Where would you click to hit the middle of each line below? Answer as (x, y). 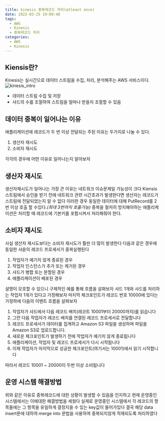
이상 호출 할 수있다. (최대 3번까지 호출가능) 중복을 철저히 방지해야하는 (76, 207)
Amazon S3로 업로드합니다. (39, 330)
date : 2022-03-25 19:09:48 (33, 14)
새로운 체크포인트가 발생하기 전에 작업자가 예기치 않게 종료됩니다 (74, 336)
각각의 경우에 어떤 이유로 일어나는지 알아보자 (48, 159)
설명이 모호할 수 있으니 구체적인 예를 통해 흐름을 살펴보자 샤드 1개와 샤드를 (76, 289)
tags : (11, 19)
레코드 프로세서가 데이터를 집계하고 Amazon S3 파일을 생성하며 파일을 (80, 324)
